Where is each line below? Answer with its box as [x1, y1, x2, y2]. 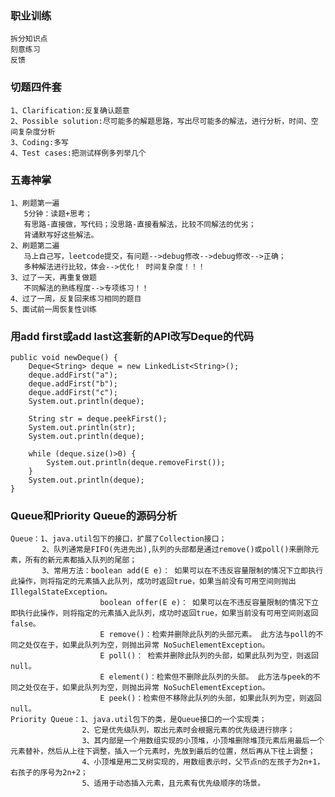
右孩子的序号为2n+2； [10, 768, 88, 778]
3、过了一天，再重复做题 [10, 272, 97, 282]
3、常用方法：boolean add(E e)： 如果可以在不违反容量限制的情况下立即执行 [41, 566, 324, 576]
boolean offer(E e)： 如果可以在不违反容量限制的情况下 [99, 598, 312, 608]
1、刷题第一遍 [10, 198, 60, 208]
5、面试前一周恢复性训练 [10, 304, 97, 314]
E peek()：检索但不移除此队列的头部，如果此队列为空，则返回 [99, 693, 322, 704]
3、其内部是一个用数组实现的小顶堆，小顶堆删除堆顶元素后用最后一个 [81, 736, 325, 746]
